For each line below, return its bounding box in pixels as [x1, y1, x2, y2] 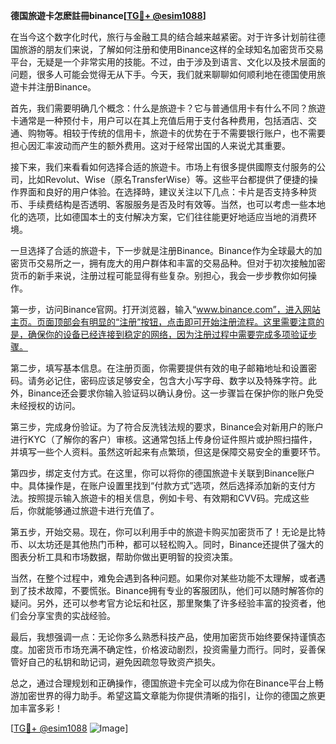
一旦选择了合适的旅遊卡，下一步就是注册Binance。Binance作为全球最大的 [10, 245, 314, 256]
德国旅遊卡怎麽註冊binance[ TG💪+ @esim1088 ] [10, 10, 207, 21]
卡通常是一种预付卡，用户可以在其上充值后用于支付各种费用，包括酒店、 [10, 115, 308, 126]
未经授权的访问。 [10, 400, 81, 411]
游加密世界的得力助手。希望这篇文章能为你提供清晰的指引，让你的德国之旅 [10, 690, 317, 701]
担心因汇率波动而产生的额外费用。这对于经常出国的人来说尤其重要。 [10, 140, 291, 151]
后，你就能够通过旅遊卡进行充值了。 [10, 505, 160, 516]
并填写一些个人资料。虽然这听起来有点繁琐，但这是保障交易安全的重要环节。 [10, 446, 326, 458]
